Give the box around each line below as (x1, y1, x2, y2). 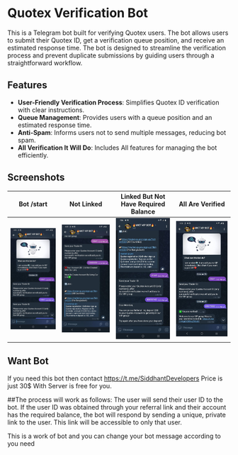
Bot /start (18, 200, 48, 209)
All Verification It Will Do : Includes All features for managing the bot (17, 143, 217, 152)
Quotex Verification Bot (7, 5, 149, 21)
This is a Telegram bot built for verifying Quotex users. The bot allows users (7, 28, 229, 37)
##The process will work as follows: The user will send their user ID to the (7, 395, 224, 404)
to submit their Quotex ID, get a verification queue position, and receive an (7, 35, 225, 44)
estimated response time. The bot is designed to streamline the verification (7, 43, 227, 52)
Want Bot (7, 355, 49, 367)
